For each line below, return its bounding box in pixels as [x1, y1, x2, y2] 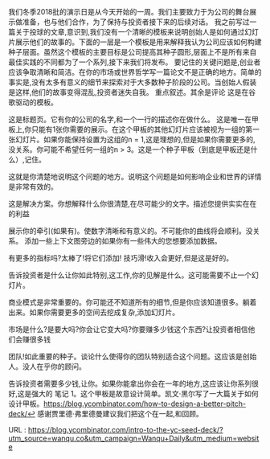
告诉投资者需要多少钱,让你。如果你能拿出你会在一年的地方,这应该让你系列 [8, 379, 252, 388]
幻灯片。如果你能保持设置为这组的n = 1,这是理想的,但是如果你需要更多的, [14, 135, 256, 144]
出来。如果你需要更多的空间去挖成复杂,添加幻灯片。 [8, 308, 180, 317]
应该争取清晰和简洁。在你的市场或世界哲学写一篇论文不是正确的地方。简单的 [8, 68, 262, 76]
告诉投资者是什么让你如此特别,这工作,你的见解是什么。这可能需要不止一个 [8, 270, 252, 280]
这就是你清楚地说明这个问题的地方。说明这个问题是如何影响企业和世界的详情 [8, 172, 262, 181]
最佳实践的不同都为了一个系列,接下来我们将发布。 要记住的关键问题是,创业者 [8, 57, 261, 67]
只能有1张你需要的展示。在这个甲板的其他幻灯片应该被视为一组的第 [31, 125, 253, 134]
